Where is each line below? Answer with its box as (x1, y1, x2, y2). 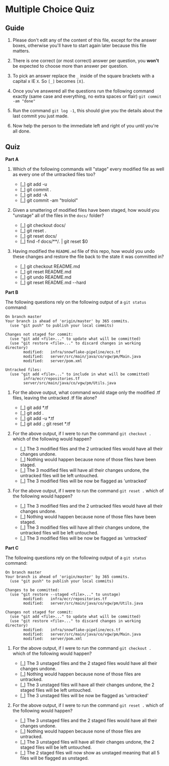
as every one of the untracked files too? (12, 171, 96, 177)
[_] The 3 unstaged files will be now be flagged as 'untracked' (20, 692, 149, 698)
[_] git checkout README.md (20, 263, 80, 269)
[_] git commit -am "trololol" (20, 197, 78, 203)
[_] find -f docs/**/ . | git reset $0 (20, 238, 88, 244)
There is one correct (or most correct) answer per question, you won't (12, 58, 159, 64)
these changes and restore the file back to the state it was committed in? (12, 253, 164, 259)
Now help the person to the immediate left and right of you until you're (12, 123, 159, 128)
